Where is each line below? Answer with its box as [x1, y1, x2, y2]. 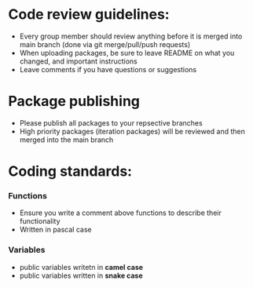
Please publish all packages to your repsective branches [19, 118, 203, 127]
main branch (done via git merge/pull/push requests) [19, 39, 191, 49]
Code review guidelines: [8, 5, 170, 24]
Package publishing [8, 93, 140, 111]
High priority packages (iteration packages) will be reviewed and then [19, 126, 246, 136]
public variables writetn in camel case [19, 262, 144, 272]
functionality [19, 217, 60, 226]
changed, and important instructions [19, 57, 137, 66]
